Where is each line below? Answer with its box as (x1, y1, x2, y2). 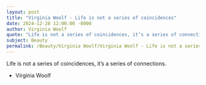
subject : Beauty (6, 37, 48, 43)
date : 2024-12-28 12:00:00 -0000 (6, 20, 92, 26)
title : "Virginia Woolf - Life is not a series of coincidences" (6, 15, 177, 21)
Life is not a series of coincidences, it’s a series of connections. (6, 59, 167, 67)
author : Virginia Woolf (6, 26, 67, 32)
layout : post (6, 9, 40, 15)
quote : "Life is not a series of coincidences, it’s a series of (6, 32, 177, 38)
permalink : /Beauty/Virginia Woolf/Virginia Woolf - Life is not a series (6, 43, 202, 50)
